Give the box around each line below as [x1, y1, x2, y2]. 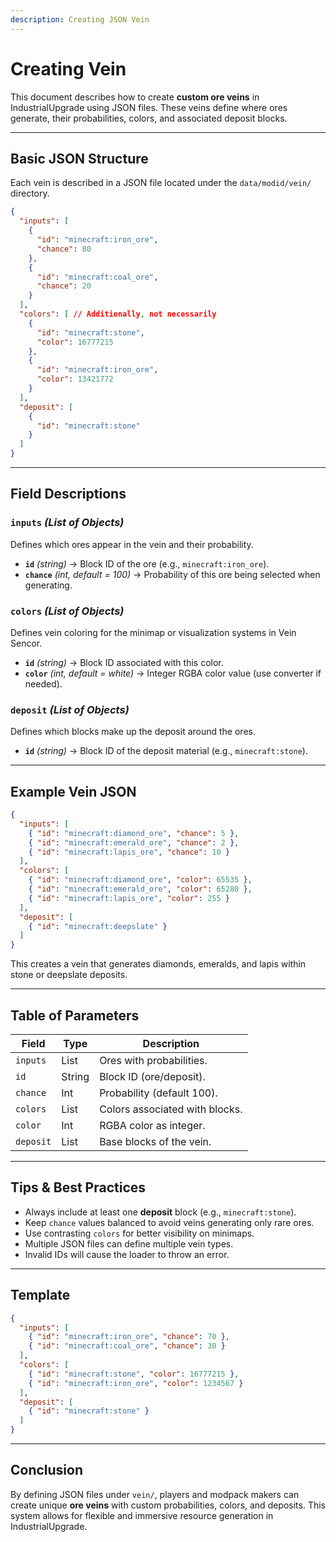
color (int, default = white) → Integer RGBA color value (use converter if [24, 667, 322, 679]
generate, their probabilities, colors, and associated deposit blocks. [10, 112, 288, 124]
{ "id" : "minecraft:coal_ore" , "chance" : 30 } [28, 1341, 226, 1351]
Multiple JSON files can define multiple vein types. [24, 1237, 234, 1250]
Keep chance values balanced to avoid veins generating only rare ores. [24, 1216, 315, 1228]
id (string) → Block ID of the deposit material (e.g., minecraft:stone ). [24, 745, 308, 757]
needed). [24, 677, 63, 690]
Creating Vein [10, 57, 127, 80]
